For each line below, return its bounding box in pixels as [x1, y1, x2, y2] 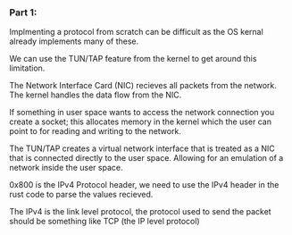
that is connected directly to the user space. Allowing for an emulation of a [9, 153, 284, 164]
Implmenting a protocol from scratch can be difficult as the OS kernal [9, 27, 263, 38]
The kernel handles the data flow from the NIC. [9, 89, 182, 100]
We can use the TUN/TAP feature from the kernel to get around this [9, 54, 257, 64]
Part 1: [9, 6, 38, 19]
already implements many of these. [9, 36, 139, 46]
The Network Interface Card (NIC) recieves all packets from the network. [9, 80, 277, 91]
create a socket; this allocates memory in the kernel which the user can [9, 116, 272, 127]
